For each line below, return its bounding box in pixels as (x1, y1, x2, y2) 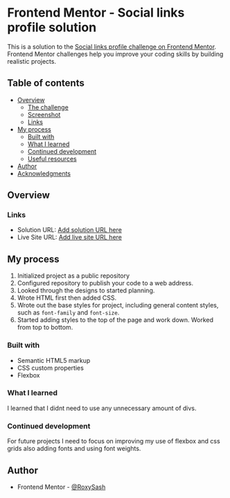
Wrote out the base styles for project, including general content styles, (17, 301, 219, 310)
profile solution (7, 19, 97, 35)
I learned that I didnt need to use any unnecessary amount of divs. (7, 404, 197, 412)
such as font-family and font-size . (17, 308, 120, 317)
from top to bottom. (17, 323, 73, 332)
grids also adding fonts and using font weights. (7, 445, 141, 453)
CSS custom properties (17, 364, 85, 372)
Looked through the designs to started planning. (17, 286, 155, 295)
